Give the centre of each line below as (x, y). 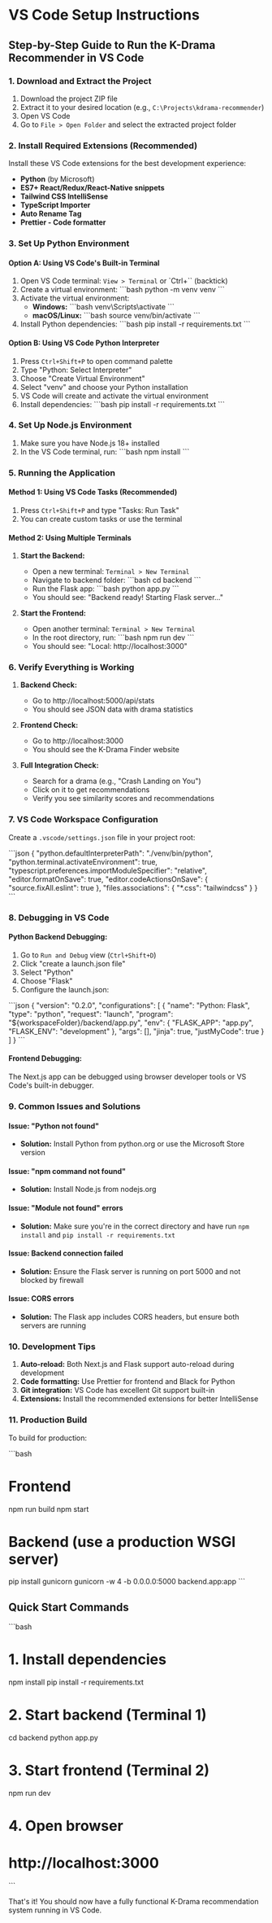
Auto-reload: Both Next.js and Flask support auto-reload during (127, 1364)
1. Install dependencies (87, 1660)
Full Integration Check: (59, 765)
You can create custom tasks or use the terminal (101, 519)
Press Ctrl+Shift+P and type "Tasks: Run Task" (100, 510)
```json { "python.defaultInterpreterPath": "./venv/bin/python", (111, 853)
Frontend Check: (49, 725)
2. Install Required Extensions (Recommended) (103, 146)
